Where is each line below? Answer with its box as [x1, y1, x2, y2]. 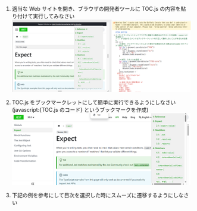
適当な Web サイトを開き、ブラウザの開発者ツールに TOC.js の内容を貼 [11, 5, 186, 12]
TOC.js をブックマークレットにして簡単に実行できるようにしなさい [11, 99, 176, 106]
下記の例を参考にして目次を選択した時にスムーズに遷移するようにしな [11, 191, 184, 199]
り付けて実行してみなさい [11, 12, 75, 20]
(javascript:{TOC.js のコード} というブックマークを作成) [11, 106, 149, 114]
